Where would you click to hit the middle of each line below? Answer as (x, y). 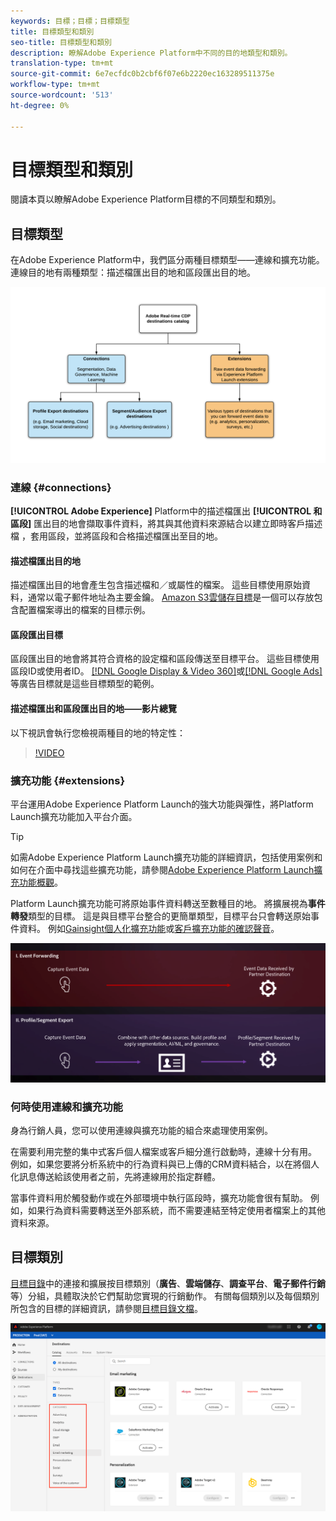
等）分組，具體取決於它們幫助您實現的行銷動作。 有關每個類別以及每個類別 (165, 1296)
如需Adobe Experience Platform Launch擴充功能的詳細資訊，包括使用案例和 (166, 857)
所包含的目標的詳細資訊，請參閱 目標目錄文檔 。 (106, 1308)
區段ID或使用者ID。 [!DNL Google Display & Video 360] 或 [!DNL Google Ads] (166, 671)
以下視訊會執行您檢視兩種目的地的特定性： (98, 732)
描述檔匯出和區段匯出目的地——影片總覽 (93, 709)
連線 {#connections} (61, 487)
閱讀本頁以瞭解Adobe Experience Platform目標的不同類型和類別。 (146, 199)
